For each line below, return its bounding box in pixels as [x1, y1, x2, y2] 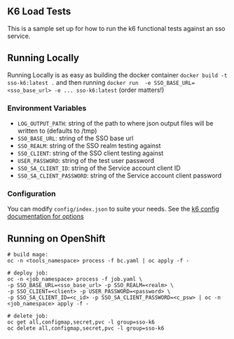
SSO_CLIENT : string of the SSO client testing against [17, 149, 164, 157]
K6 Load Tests [7, 6, 71, 18]
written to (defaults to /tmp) [17, 126, 97, 135]
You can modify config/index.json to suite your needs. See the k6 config [7, 205, 219, 213]
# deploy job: [7, 270, 49, 277]
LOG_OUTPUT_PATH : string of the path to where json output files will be [17, 119, 214, 127]
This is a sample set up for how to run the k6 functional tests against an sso [7, 24, 226, 32]
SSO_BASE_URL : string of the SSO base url [17, 133, 134, 142]
